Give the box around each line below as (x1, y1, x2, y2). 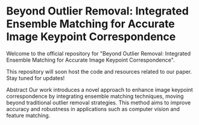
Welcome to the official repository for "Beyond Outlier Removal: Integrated (6, 50, 191, 57)
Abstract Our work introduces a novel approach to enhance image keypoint (6, 86, 193, 93)
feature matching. (6, 112, 51, 119)
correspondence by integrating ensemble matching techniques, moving (6, 92, 184, 100)
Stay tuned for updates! (6, 74, 65, 82)
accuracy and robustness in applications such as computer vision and (6, 105, 180, 112)
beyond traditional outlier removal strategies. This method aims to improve (6, 98, 191, 106)
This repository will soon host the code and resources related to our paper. (6, 68, 192, 75)
